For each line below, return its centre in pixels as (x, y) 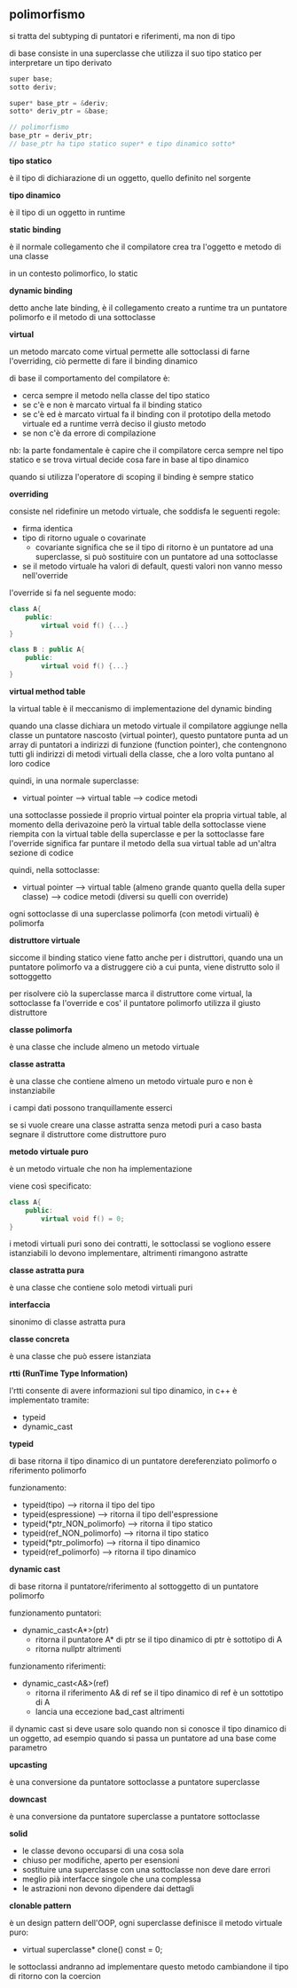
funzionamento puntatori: (55, 1613)
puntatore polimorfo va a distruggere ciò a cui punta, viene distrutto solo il (145, 967)
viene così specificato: (50, 1186)
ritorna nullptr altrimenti (78, 1649)
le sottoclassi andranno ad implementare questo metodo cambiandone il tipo (149, 1967)
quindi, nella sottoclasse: (55, 869)
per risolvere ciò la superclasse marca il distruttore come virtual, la (131, 994)
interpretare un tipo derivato (61, 62)
